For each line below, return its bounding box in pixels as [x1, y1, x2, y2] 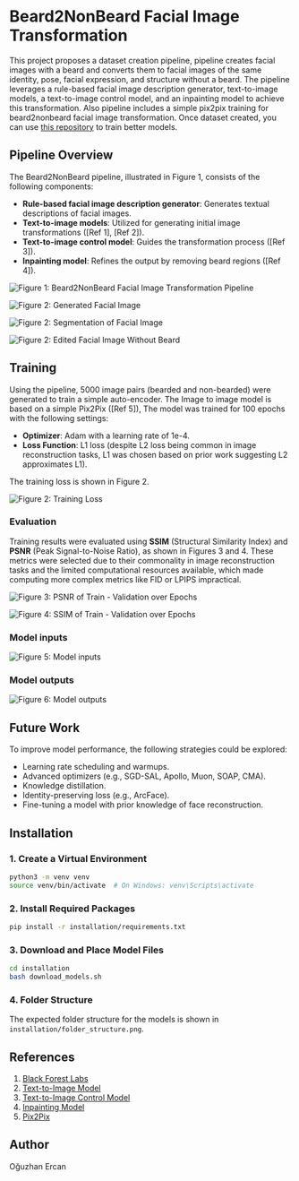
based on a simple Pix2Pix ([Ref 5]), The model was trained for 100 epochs [9, 403, 286, 414]
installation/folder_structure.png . [9, 1023, 145, 1034]
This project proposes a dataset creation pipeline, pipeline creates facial [9, 55, 276, 65]
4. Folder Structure [9, 993, 93, 1005]
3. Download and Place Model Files [9, 944, 164, 956]
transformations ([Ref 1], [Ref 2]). [21, 227, 145, 237]
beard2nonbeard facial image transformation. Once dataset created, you [9, 112, 278, 123]
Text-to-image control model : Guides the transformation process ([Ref [21, 236, 286, 247]
